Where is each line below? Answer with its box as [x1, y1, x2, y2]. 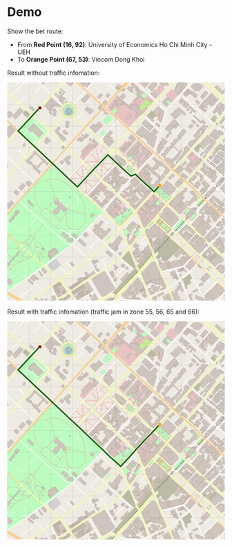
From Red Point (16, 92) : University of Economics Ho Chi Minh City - [17, 40, 213, 48]
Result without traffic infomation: [7, 69, 100, 77]
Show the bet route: [7, 27, 64, 35]
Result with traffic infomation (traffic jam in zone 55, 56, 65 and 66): [7, 307, 200, 316]
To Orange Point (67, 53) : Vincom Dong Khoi [17, 55, 145, 63]
